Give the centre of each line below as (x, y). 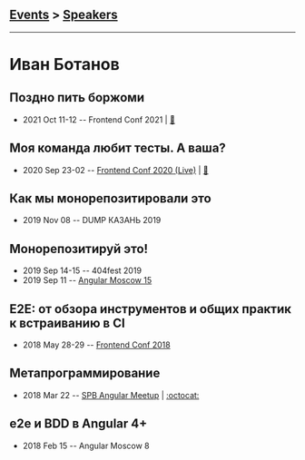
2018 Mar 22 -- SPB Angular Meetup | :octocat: (111, 395)
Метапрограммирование (85, 373)
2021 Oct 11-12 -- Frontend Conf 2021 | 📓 (98, 119)
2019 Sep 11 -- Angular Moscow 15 (87, 280)
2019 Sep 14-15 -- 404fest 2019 (82, 270)
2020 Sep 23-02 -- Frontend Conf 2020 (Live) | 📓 (115, 170)
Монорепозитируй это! (79, 249)
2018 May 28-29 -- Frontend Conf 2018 (96, 345)
